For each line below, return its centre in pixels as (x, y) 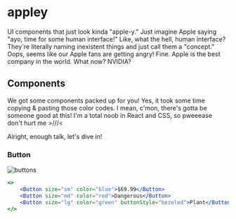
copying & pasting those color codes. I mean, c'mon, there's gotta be (107, 108)
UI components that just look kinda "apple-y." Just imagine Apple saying (112, 32)
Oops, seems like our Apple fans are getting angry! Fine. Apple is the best (114, 54)
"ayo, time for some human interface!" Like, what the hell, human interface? (117, 39)
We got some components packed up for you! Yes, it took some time (106, 100)
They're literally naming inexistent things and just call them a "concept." (111, 46)
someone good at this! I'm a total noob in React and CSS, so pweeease (110, 115)
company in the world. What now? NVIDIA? (69, 61)
